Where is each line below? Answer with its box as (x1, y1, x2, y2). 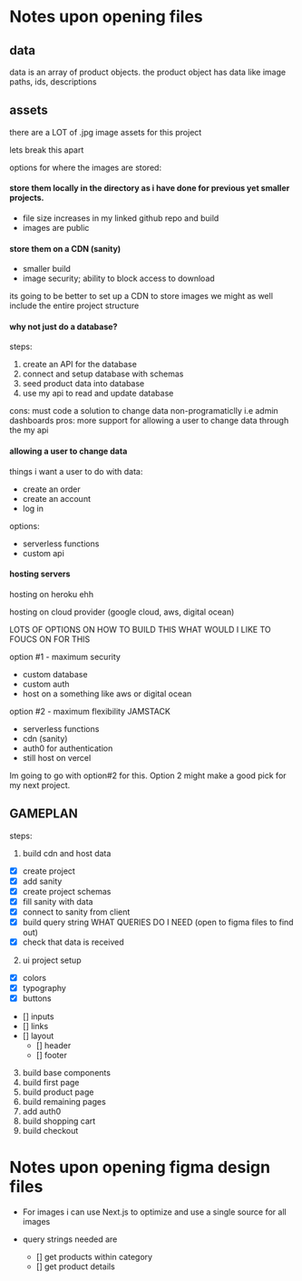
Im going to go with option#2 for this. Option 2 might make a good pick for (9, 770, 287, 781)
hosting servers (9, 568, 71, 579)
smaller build (22, 264, 71, 275)
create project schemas (22, 886, 112, 896)
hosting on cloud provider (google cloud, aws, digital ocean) (9, 606, 235, 617)
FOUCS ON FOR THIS (9, 634, 91, 645)
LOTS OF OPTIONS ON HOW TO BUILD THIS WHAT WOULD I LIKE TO (9, 624, 271, 635)
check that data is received (22, 936, 124, 947)
